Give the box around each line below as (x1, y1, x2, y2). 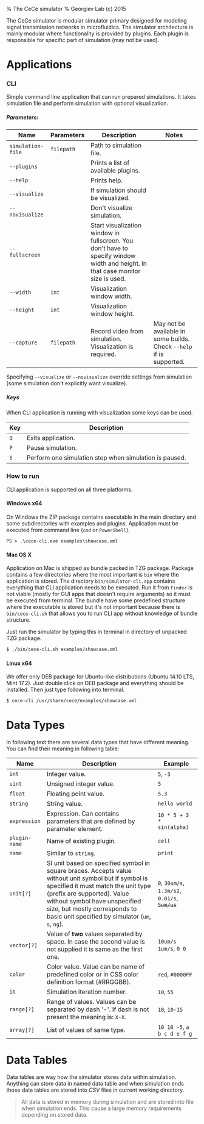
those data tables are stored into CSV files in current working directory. (6, 1086, 185, 1094)
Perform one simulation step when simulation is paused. (26, 454, 186, 462)
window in (90, 229, 120, 237)
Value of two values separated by (46, 930, 143, 938)
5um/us (157, 902, 177, 909)
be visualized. (90, 194, 130, 202)
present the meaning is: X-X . (46, 1013, 126, 1022)
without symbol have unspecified (46, 897, 141, 906)
